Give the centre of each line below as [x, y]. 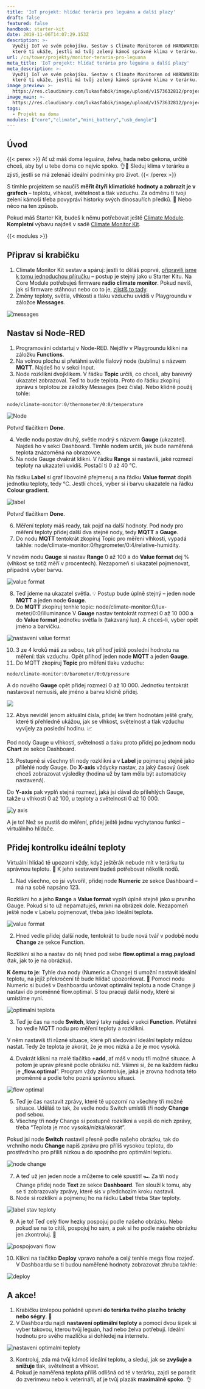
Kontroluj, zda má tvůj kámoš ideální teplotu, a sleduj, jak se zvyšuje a [104, 1360]
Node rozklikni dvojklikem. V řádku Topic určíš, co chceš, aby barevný [104, 374]
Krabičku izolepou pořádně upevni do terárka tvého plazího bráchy [101, 1310]
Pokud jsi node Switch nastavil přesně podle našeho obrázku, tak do [93, 1139]
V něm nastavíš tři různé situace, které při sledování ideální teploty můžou [99, 1040]
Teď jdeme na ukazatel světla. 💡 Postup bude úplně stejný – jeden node [105, 593]
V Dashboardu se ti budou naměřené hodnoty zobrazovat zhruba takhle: [106, 1264]
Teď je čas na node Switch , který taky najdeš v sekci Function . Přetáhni [106, 1021]
